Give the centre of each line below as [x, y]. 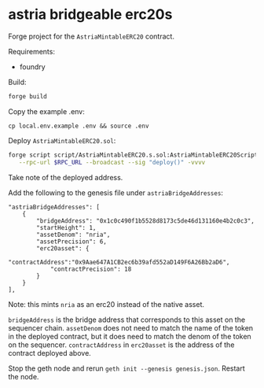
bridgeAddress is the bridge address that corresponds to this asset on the [127, 320]
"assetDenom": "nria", [73, 235]
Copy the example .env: [46, 111]
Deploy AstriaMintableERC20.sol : [62, 140]
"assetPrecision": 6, [72, 242]
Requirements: [31, 51]
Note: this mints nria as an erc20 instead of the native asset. [106, 304]
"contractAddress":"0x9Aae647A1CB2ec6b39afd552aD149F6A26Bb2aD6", [119, 262]
